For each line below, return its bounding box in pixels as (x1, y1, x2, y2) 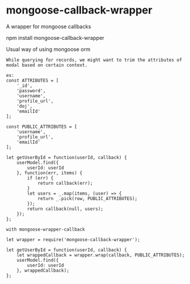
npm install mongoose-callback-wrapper (6, 34, 104, 41)
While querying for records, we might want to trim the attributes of (6, 57, 182, 63)
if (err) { (27, 175, 54, 181)
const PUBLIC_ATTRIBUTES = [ (6, 124, 77, 130)
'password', (16, 87, 46, 94)
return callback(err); (37, 180, 93, 186)
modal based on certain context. (6, 62, 88, 68)
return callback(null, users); (27, 206, 104, 212)
